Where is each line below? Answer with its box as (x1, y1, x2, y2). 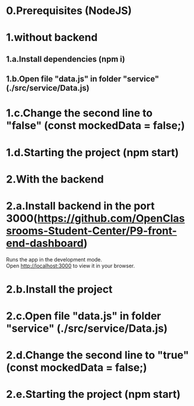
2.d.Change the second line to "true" (6, 349, 189, 362)
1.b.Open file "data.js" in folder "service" (6, 74, 160, 84)
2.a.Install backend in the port (6, 199, 155, 212)
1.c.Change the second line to (6, 106, 153, 120)
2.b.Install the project (6, 283, 113, 296)
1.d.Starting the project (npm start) (6, 146, 179, 159)
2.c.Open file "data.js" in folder (6, 309, 162, 323)
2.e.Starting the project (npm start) (6, 388, 181, 401)
